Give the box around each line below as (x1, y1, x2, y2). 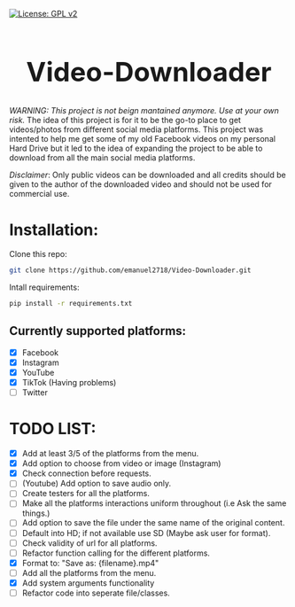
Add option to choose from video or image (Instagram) (21, 458, 221, 469)
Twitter (21, 387, 49, 398)
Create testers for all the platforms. (21, 488, 151, 499)
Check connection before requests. (21, 468, 152, 479)
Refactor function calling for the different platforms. (21, 548, 211, 558)
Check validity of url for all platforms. (21, 537, 158, 549)
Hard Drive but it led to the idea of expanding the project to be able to (9, 143, 263, 154)
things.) (21, 508, 50, 518)
